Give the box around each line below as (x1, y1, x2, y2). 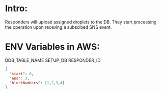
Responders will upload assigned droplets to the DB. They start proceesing (5, 19, 157, 25)
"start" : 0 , (9, 71, 34, 76)
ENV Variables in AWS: (5, 41, 100, 53)
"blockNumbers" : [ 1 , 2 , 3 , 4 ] (9, 80, 65, 85)
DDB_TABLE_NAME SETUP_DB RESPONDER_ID (5, 57, 101, 63)
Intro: (5, 3, 28, 14)
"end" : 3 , (9, 76, 29, 81)
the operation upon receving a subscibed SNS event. (5, 24, 112, 30)
